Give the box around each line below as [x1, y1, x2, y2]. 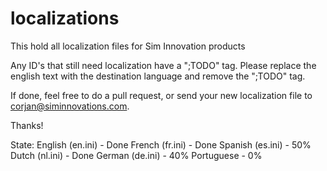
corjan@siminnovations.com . [10, 100, 130, 112]
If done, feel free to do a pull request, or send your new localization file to [10, 89, 313, 101]
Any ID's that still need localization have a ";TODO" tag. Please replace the [10, 59, 317, 71]
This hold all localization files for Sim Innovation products [10, 40, 246, 52]
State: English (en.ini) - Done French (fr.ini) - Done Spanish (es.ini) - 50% [10, 138, 312, 151]
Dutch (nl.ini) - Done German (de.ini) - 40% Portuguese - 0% [10, 149, 263, 161]
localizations [10, 7, 120, 30]
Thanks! [10, 119, 44, 131]
